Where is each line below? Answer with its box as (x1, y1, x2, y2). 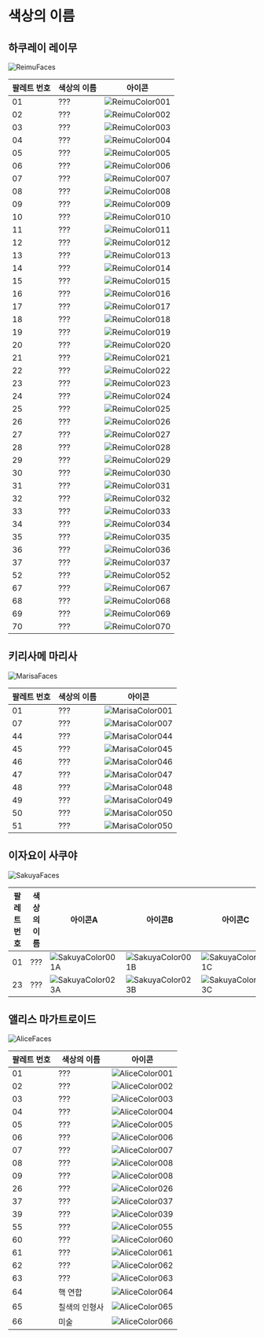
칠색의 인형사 (57, 1302, 104, 1313)
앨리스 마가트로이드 (8, 1013, 97, 1026)
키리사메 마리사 (8, 650, 78, 663)
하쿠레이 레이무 (8, 41, 78, 54)
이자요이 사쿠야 (8, 849, 78, 862)
